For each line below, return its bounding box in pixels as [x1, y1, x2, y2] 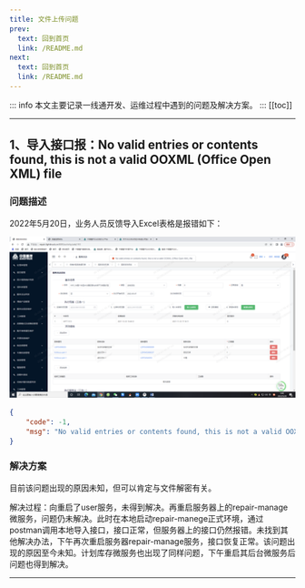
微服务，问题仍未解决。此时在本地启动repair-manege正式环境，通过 [9, 512, 264, 523]
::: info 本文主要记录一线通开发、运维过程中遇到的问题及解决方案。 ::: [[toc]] [9, 99, 293, 110]
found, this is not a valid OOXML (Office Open [9, 152, 271, 167]
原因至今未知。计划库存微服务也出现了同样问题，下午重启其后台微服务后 [25, 547, 296, 558]
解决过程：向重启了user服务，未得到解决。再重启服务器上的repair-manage [9, 502, 289, 512]
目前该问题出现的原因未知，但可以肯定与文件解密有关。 [9, 482, 216, 493]
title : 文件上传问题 [9, 15, 79, 24]
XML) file [9, 167, 63, 182]
